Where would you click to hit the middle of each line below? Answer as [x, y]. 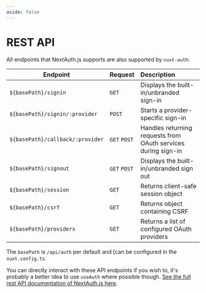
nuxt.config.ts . [27, 258]
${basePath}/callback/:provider [57, 139]
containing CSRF [164, 211]
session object [161, 194]
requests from [161, 135]
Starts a [151, 110]
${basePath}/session [39, 190]
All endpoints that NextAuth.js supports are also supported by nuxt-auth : [98, 59]
